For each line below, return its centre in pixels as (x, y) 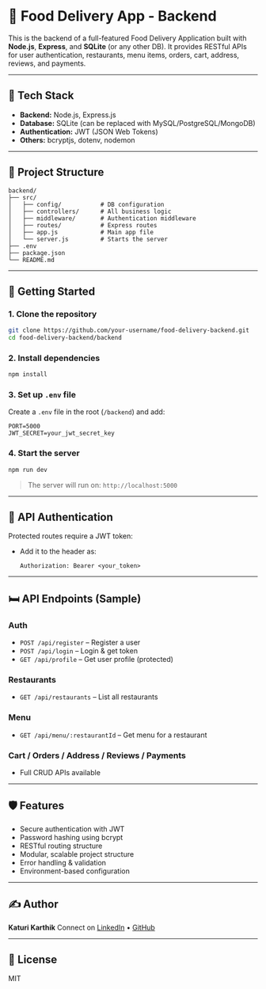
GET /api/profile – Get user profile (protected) (97, 660)
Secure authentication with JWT (72, 829)
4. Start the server (44, 453)
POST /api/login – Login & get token (79, 651)
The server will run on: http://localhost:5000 (103, 485)
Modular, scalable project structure (77, 854)
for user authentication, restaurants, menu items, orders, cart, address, (124, 55)
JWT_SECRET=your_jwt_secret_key (61, 434)
